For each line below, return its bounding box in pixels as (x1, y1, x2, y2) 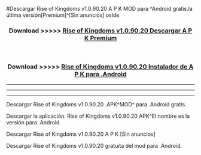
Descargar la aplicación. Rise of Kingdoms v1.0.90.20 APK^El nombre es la (6, 112, 190, 120)
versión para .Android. (6, 118, 62, 126)
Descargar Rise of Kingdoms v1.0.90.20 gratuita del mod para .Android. (6, 142, 182, 149)
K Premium (84, 34, 117, 42)
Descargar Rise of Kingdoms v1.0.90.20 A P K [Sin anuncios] (6, 130, 156, 138)
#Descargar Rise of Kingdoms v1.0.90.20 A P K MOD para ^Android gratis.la (6, 5, 193, 12)
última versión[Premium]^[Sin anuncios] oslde (6, 11, 120, 19)
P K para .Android (74, 70, 127, 79)
